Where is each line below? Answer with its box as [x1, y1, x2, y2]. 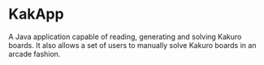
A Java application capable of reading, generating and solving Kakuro [8, 32, 242, 41]
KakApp [8, 5, 64, 24]
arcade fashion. [8, 49, 61, 58]
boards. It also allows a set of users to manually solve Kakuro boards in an [8, 40, 257, 50]
